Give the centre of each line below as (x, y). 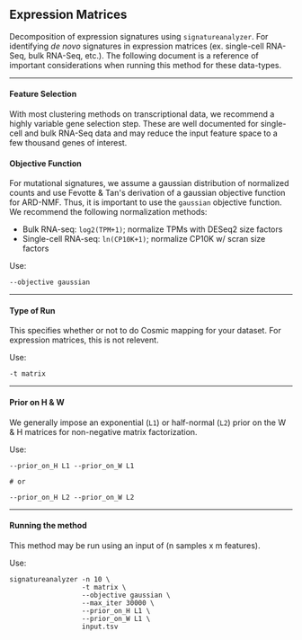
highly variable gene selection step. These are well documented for (134, 124)
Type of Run (32, 310)
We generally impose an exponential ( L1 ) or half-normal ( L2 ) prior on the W (147, 422)
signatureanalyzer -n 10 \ (60, 579)
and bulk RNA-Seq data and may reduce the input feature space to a (151, 133)
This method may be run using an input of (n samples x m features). (135, 545)
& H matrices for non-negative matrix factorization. (103, 431)
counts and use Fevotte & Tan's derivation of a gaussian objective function (147, 193)
